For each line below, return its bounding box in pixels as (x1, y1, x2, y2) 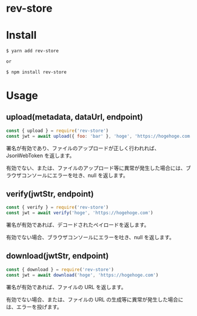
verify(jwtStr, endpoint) (6, 189, 94, 199)
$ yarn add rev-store (6, 48, 59, 54)
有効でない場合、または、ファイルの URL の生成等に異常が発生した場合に (6, 295, 184, 303)
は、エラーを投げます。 (6, 303, 63, 310)
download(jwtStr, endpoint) (6, 251, 109, 261)
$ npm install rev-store (6, 69, 67, 75)
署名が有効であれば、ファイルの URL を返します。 (6, 283, 127, 290)
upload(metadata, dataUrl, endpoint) (6, 112, 144, 122)
